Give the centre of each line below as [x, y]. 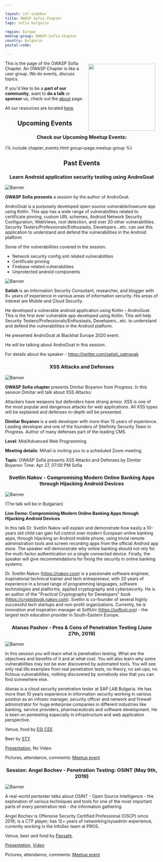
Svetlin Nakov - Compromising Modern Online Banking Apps [82, 477]
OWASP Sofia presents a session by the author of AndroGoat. [67, 197]
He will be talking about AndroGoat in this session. [55, 345]
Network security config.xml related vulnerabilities [63, 257]
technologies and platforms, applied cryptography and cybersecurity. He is [80, 589]
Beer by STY [18, 739]
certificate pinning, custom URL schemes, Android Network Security [74, 217]
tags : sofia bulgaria [27, 23]
